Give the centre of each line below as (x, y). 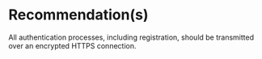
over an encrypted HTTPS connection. (72, 45)
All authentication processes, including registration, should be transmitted (131, 37)
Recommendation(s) (78, 15)
